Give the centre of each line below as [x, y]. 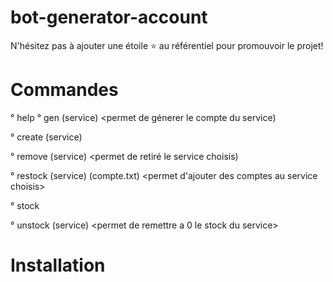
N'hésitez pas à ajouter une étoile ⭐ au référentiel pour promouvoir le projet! [167, 45]
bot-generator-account [109, 17]
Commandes [64, 90]
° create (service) [46, 137]
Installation [58, 265]
